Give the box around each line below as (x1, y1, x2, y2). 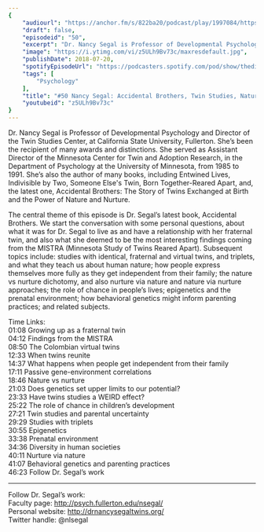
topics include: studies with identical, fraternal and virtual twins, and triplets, (8, 252, 255, 261)
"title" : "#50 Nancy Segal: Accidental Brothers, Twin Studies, (22, 92, 237, 100)
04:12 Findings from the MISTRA (8, 334, 113, 343)
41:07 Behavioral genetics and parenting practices (8, 459, 170, 468)
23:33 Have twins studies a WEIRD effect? (8, 392, 145, 402)
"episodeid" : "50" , (22, 33, 86, 42)
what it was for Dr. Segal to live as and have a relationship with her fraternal (8, 227, 253, 236)
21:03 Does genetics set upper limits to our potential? (8, 384, 181, 393)
